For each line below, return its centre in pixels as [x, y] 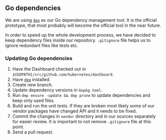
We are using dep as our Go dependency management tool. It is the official [81, 20]
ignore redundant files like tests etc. [42, 45]
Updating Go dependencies [39, 58]
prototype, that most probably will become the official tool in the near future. [83, 25]
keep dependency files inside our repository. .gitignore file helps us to [78, 40]
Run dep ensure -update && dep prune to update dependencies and [81, 95]
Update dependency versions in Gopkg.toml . [57, 90]
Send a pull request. [33, 132]
